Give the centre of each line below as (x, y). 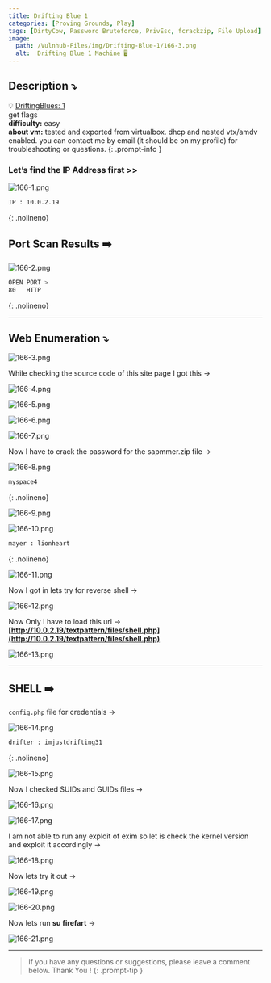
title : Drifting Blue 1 (48, 16)
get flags (23, 115)
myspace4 (23, 482)
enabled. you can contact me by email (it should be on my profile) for (123, 140)
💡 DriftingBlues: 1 (37, 105)
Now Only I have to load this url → (65, 622)
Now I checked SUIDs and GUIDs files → (76, 789)
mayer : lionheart (39, 544)
